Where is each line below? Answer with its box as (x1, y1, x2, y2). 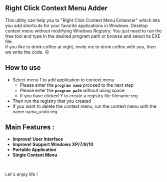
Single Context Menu (12, 152, 57, 158)
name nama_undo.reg (12, 108, 57, 114)
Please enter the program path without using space (19, 87, 125, 93)
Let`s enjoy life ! (5, 172, 38, 178)
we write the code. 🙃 (5, 49, 49, 55)
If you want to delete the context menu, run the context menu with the (12, 103, 156, 109)
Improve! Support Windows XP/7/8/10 (12, 142, 93, 148)
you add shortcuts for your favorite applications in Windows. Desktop (5, 22, 148, 28)
